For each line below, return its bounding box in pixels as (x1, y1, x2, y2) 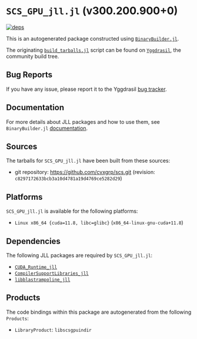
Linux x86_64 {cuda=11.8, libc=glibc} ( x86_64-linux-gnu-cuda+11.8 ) (14, 219, 183, 226)
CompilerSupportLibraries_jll (14, 271, 89, 277)
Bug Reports (6, 70, 53, 80)
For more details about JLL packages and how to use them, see (6, 118, 161, 125)
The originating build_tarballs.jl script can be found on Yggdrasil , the (6, 46, 181, 54)
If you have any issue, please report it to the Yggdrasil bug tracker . (6, 85, 167, 93)
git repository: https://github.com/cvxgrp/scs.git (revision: (14, 169, 156, 176)
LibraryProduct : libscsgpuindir (14, 326, 92, 333)
